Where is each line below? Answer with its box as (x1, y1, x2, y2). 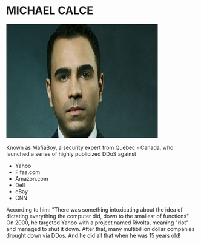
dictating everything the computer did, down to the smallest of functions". (6, 212, 191, 220)
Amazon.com (15, 175, 48, 182)
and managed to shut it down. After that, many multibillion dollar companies (6, 225, 195, 232)
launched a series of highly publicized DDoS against (6, 150, 136, 158)
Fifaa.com (15, 168, 41, 176)
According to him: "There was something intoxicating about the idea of (6, 206, 183, 213)
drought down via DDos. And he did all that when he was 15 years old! (6, 232, 180, 239)
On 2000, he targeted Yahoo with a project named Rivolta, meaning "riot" (6, 219, 189, 226)
